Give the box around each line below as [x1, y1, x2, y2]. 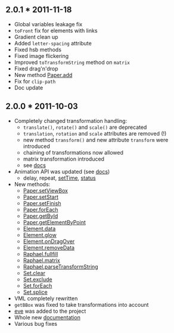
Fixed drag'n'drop [14, 65, 58, 72]
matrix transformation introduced [23, 155, 105, 162]
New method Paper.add [14, 71, 73, 78]
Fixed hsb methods [14, 46, 62, 53]
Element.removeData [23, 244, 75, 251]
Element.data [23, 225, 56, 232]
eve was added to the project [14, 307, 86, 314]
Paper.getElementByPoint [23, 218, 86, 226]
